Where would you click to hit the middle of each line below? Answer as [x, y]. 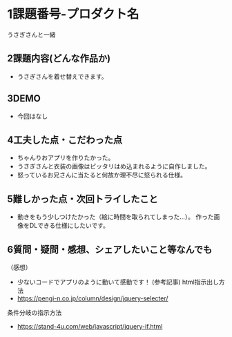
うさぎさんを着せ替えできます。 [62, 76]
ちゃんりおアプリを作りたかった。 [66, 158]
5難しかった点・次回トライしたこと [83, 199]
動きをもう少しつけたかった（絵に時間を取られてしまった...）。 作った [115, 217]
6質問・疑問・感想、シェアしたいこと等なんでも [110, 249]
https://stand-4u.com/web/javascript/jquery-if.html [90, 326]
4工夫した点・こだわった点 [65, 140]
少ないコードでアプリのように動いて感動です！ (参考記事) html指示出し [118, 282]
